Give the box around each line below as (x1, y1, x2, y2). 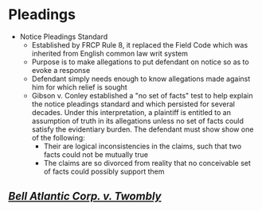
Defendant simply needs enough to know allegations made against (31, 74, 251, 83)
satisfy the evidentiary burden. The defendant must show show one (31, 125, 254, 134)
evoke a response (31, 65, 91, 75)
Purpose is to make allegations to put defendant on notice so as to (31, 57, 249, 67)
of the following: (31, 132, 85, 142)
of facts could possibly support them (43, 167, 165, 176)
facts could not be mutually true (43, 149, 149, 159)
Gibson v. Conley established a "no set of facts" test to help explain (31, 90, 253, 100)
